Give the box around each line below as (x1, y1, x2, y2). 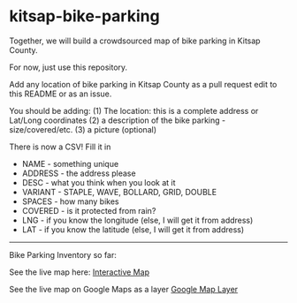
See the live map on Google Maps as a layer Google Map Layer (9, 284, 239, 294)
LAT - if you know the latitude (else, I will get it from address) (21, 223, 245, 235)
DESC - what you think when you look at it (21, 177, 176, 187)
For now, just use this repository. (9, 62, 128, 72)
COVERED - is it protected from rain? (21, 205, 156, 216)
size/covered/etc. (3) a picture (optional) (9, 124, 157, 134)
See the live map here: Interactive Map (9, 267, 150, 277)
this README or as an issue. (9, 88, 112, 99)
